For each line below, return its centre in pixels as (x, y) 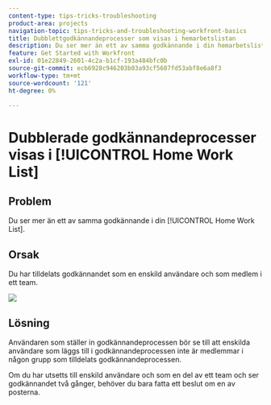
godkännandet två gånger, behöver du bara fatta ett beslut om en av (122, 384)
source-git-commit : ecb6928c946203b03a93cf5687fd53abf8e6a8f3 (115, 68)
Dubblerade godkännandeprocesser (132, 137)
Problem (30, 201)
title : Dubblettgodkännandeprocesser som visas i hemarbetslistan (122, 38)
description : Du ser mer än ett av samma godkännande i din (112, 46)
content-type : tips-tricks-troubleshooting (83, 16)
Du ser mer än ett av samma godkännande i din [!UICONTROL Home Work (132, 221)
